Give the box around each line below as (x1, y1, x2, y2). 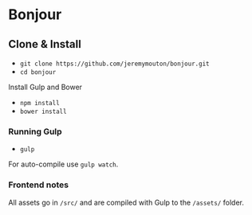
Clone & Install (8, 37, 81, 51)
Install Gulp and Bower (8, 82, 82, 92)
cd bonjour (19, 68, 57, 76)
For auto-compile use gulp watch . (8, 159, 119, 169)
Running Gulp (8, 126, 62, 137)
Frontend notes (8, 179, 69, 190)
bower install (19, 107, 67, 115)
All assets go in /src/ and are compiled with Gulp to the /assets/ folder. (8, 197, 245, 207)
